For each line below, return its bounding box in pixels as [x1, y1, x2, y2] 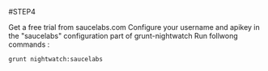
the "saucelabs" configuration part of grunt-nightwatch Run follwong [8, 31, 239, 40]
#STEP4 [8, 7, 36, 16]
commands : [8, 40, 50, 49]
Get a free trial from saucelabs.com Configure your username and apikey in [8, 23, 261, 31]
